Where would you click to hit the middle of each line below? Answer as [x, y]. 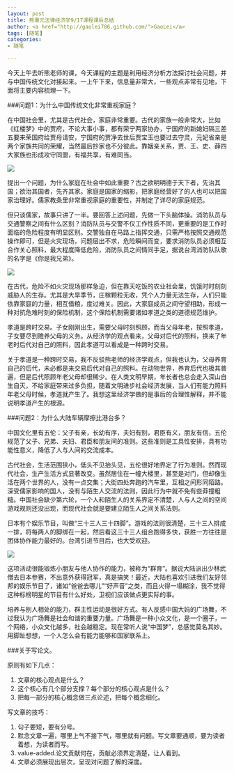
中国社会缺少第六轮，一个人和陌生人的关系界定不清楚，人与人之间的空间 [123, 500]
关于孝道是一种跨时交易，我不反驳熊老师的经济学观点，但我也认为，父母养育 [117, 359]
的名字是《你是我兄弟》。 [42, 258]
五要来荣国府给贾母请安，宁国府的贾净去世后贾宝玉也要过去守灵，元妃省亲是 [117, 137]
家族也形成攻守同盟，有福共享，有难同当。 [74, 155]
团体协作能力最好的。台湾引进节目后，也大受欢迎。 [80, 540]
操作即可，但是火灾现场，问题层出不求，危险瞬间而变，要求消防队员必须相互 [117, 241]
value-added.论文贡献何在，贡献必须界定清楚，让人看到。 [101, 753]
